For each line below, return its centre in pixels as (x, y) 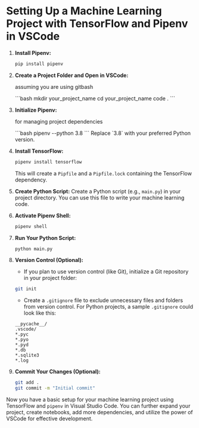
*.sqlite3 (27, 355)
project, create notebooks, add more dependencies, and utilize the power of (100, 412)
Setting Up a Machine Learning (84, 11)
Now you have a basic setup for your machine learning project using (90, 400)
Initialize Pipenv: (36, 110)
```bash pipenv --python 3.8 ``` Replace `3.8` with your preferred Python (103, 133)
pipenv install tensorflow (48, 162)
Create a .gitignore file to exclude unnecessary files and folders (103, 300)
